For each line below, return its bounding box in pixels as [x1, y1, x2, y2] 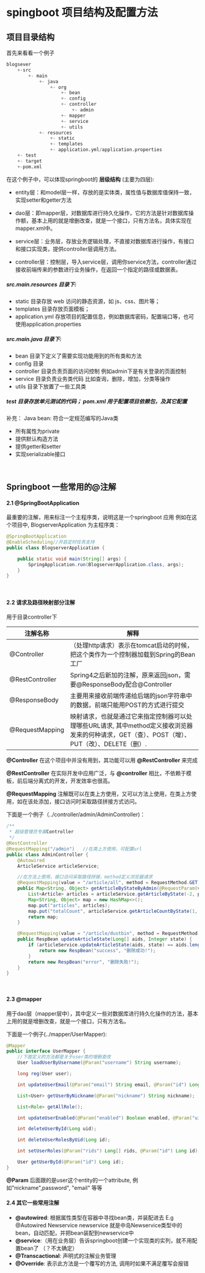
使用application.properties [15, 320, 82, 328]
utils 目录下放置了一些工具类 [15, 383, 87, 390]
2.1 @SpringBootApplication [6, 499, 79, 506]
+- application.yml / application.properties [49, 147, 163, 153]
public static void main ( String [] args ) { [17, 556, 127, 562]
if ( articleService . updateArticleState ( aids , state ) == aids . [28, 942, 190, 948]
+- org [49, 84, 67, 90]
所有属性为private [15, 427, 60, 435]
